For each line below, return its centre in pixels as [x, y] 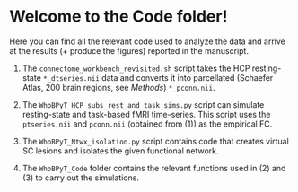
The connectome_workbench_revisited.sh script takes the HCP [136, 68]
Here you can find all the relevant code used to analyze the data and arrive [147, 41]
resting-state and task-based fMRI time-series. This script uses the [146, 114]
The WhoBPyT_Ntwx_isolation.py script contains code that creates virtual [155, 141]
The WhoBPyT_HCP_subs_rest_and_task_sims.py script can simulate [143, 104]
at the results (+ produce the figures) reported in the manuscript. [129, 50]
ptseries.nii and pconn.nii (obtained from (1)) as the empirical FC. [147, 124]
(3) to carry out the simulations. [80, 178]
